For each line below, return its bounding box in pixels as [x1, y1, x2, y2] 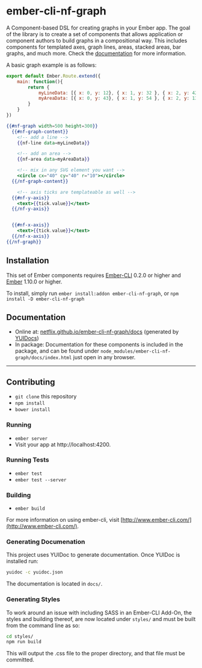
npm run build [6, 639, 42, 645]
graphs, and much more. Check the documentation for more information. [6, 49, 186, 57]
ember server [14, 435, 48, 442]
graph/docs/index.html [14, 355, 72, 361]
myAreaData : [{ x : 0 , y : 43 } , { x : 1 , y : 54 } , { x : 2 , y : [38, 95, 190, 102]
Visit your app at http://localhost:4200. [14, 441, 111, 448]
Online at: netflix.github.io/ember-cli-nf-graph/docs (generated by [14, 328, 179, 335]
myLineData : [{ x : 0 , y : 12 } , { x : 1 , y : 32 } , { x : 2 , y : [38, 90, 190, 96]
